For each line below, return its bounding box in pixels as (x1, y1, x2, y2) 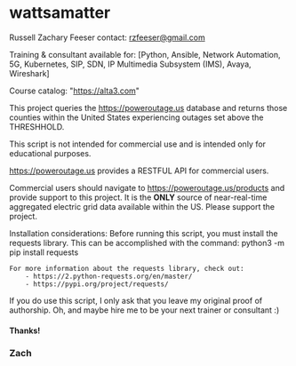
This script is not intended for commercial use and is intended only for (9, 139, 267, 149)
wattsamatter (9, 3, 111, 23)
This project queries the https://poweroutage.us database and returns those (9, 102, 288, 113)
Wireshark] (9, 68, 51, 78)
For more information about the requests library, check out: (9, 264, 244, 273)
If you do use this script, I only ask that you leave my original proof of (9, 295, 263, 306)
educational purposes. (9, 147, 92, 158)
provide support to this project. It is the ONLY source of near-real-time (9, 192, 268, 203)
